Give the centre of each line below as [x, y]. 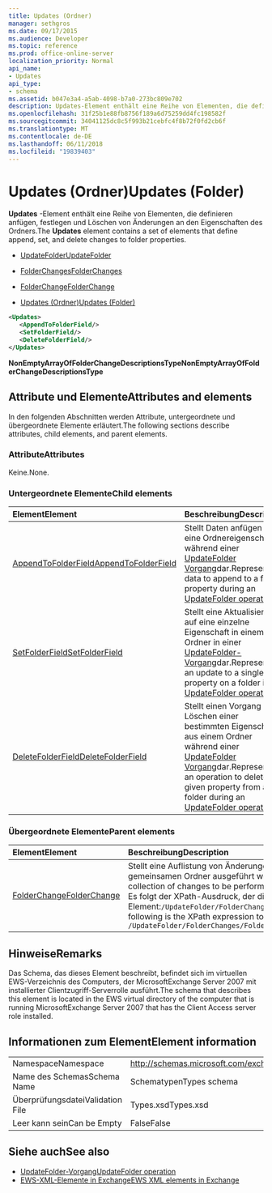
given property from [222, 787]
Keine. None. [29, 472]
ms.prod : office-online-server [61, 53]
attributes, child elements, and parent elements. [88, 433]
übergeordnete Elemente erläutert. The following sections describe [119, 425]
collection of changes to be [180, 886]
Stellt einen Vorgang [223, 706]
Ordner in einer [213, 642]
